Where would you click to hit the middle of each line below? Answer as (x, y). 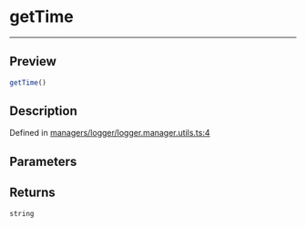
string (22, 213)
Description (43, 111)
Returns (33, 193)
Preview (33, 62)
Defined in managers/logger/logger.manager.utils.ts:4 (110, 133)
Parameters (43, 161)
